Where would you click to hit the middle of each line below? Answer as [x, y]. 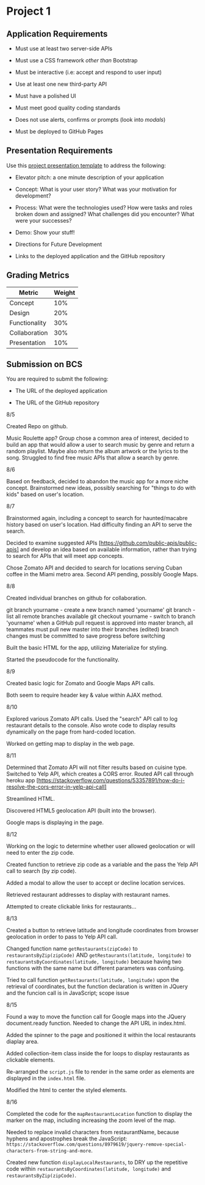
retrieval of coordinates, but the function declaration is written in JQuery [97, 987]
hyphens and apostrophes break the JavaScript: [67, 1139]
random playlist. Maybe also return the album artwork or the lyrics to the [97, 451]
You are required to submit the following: [57, 379]
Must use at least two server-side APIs [64, 48]
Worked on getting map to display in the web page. [70, 744]
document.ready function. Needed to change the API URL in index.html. [96, 1023]
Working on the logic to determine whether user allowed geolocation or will [101, 846]
